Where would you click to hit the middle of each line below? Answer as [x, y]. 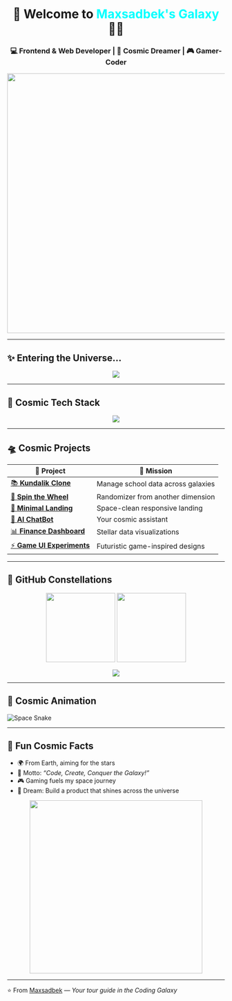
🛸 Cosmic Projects [49, 448]
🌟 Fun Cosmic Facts [50, 746]
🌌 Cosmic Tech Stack [54, 402]
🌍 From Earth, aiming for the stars [66, 763]
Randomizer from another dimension [156, 497]
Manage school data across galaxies [156, 484]
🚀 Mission [156, 470]
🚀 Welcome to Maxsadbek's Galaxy [116, 14]
